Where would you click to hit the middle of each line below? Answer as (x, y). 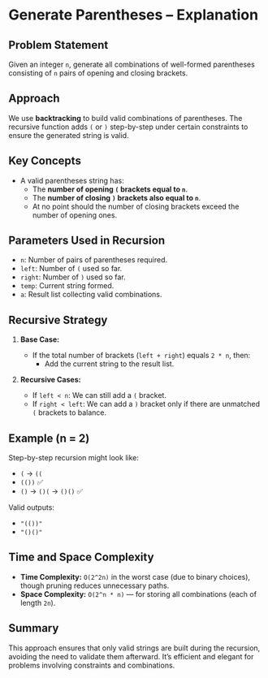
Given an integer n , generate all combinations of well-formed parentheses (132, 64)
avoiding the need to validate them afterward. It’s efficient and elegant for (131, 656)
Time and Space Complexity (81, 557)
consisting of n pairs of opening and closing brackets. (98, 73)
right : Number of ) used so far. (73, 277)
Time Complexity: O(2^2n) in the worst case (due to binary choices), (135, 577)
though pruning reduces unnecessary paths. (95, 585)
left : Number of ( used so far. (71, 269)
